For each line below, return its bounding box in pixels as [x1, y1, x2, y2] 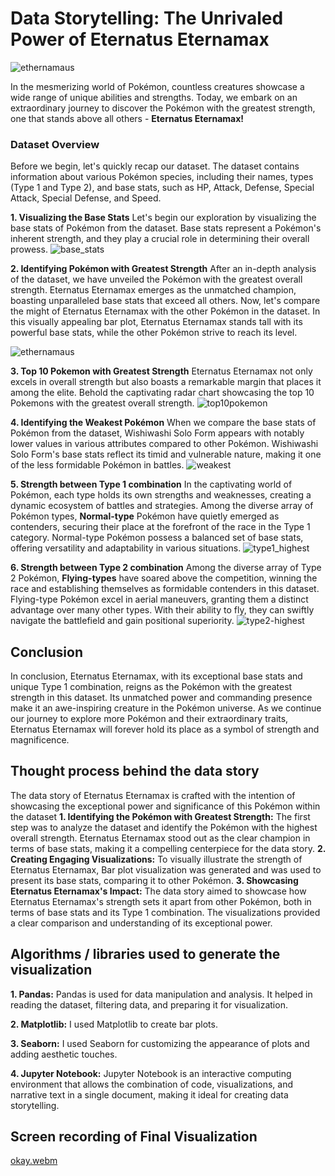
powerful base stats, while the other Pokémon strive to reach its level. [10, 327, 298, 339]
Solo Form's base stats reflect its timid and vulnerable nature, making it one [10, 448, 322, 461]
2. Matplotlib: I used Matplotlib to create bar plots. [10, 1018, 218, 1030]
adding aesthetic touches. [10, 1048, 118, 1060]
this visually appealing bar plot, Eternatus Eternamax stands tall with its [10, 316, 303, 328]
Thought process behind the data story [10, 763, 260, 780]
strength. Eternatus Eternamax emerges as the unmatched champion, [10, 284, 297, 296]
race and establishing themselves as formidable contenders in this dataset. [10, 583, 320, 595]
